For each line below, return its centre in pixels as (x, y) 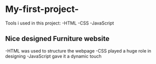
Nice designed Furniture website (57, 39)
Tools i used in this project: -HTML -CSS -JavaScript (60, 23)
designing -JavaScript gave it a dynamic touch (53, 56)
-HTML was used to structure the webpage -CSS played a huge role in (78, 50)
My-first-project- (42, 9)
